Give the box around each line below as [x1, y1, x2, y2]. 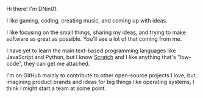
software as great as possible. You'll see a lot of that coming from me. [6, 35, 182, 42]
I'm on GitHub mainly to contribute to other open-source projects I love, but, [6, 72, 197, 79]
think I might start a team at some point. [6, 85, 107, 92]
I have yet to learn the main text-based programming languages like [6, 47, 176, 54]
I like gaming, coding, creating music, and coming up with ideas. [6, 17, 168, 24]
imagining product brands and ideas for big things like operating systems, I [6, 79, 194, 85]
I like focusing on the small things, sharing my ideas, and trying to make [6, 29, 186, 36]
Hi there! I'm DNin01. [6, 5, 58, 12]
